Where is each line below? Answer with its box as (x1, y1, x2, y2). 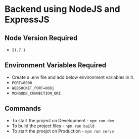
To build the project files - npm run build (11, 123, 95, 129)
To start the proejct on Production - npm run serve (11, 128, 114, 134)
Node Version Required (4, 34, 78, 42)
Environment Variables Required (4, 61, 107, 70)
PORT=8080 (11, 80, 33, 85)
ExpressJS (4, 14, 50, 25)
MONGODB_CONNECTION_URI (11, 91, 61, 96)
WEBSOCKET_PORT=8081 (11, 86, 54, 91)
